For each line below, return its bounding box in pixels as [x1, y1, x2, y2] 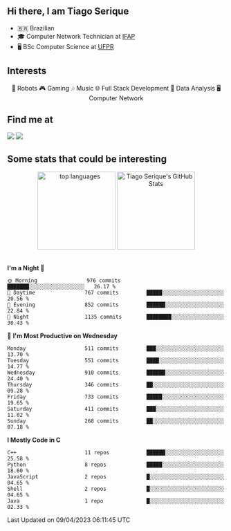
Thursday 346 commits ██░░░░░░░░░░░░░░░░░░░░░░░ [7, 382, 225, 389]
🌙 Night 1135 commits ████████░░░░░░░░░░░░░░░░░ [7, 314, 225, 321]
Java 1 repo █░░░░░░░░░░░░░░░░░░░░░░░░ [7, 498, 225, 505]
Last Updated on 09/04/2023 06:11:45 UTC [7, 516, 131, 524]
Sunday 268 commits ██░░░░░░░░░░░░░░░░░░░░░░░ [7, 418, 225, 425]
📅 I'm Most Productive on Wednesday [7, 332, 118, 340]
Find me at [7, 114, 53, 126]
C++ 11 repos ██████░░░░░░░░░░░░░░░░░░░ [7, 449, 225, 456]
